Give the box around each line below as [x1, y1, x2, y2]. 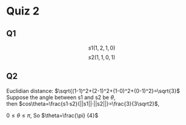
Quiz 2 [6, 4, 40, 18]
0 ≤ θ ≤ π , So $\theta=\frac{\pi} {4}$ [6, 112, 99, 119]
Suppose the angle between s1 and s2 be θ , [6, 94, 116, 101]
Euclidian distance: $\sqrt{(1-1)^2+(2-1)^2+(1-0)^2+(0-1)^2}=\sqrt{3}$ [6, 87, 181, 94]
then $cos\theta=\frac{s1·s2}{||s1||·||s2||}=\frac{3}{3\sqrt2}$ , [6, 100, 160, 107]
